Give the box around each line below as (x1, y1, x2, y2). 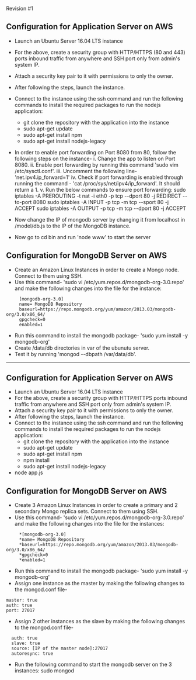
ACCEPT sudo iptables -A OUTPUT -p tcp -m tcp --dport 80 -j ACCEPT (14, 205, 187, 212)
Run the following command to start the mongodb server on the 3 (14, 661, 172, 668)
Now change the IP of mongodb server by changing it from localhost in (14, 216, 185, 223)
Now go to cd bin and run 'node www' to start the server (14, 233, 151, 240)
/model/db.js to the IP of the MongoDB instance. (14, 222, 131, 229)
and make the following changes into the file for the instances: (14, 520, 164, 527)
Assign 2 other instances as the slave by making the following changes (14, 618, 185, 625)
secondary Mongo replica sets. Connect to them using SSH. (14, 508, 159, 515)
